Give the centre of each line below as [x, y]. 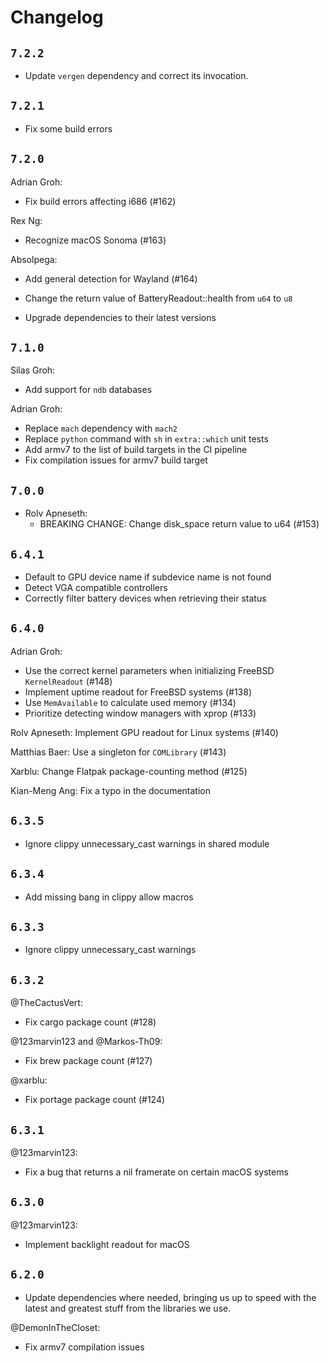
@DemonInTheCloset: [55, 1327]
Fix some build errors [68, 128]
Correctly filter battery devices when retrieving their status [145, 598]
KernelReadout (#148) [68, 681]
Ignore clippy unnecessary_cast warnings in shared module [147, 843]
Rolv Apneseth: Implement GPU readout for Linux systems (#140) [144, 732]
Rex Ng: [26, 220]
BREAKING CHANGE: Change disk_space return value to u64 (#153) [179, 524]
